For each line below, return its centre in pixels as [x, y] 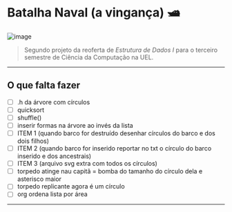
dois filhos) [33, 141]
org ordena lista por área [52, 194]
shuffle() [29, 117]
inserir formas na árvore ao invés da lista [75, 125]
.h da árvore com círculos [54, 102]
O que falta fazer [44, 85]
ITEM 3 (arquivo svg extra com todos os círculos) [87, 164]
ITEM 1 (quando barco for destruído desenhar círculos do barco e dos [116, 133]
